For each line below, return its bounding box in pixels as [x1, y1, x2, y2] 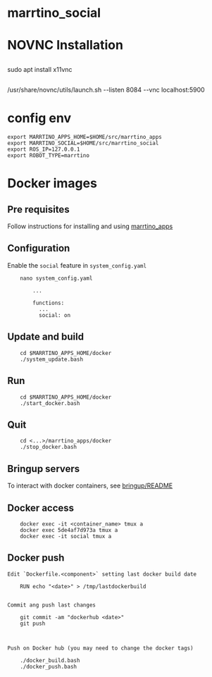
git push [20, 620, 46, 627]
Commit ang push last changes [7, 601, 96, 609]
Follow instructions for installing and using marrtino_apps [7, 222, 173, 230]
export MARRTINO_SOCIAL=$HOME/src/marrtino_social [7, 139, 159, 147]
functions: [32, 299, 65, 306]
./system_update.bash [20, 356, 83, 363]
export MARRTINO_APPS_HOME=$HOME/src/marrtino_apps [7, 134, 162, 141]
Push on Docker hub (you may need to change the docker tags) [7, 645, 194, 652]
